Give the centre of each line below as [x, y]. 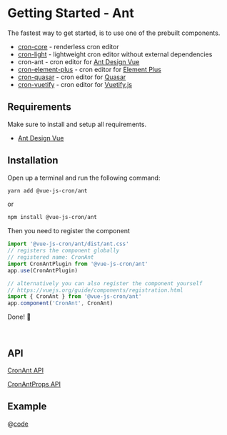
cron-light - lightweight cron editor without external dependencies [115, 54]
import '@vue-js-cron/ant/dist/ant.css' [69, 244]
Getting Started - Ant [71, 13]
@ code [18, 424]
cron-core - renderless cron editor [68, 46]
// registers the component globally [64, 251]
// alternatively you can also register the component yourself [105, 283]
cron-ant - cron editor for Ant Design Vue [79, 61]
